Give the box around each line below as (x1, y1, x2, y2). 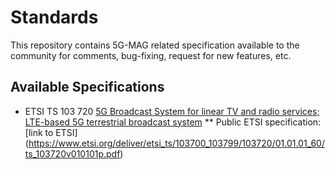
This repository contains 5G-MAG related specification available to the (10, 39, 300, 51)
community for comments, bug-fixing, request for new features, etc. (10, 49, 292, 61)
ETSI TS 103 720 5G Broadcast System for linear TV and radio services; (24, 105, 320, 117)
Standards (10, 6, 99, 29)
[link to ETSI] (24, 126, 78, 138)
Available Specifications (10, 79, 165, 96)
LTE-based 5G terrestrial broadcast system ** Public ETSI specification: (24, 116, 322, 128)
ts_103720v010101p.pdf (24, 147, 121, 160)
